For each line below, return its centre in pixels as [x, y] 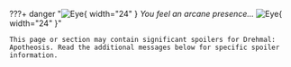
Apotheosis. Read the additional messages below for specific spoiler [145, 47]
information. [34, 55]
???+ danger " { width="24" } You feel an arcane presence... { [146, 14]
